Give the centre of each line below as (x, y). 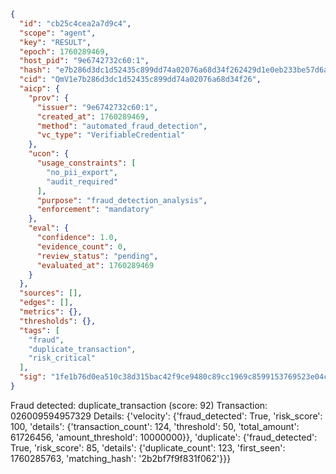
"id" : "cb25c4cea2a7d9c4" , (75, 23)
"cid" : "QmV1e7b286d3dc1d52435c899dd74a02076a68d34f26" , (140, 80)
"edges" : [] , (46, 303)
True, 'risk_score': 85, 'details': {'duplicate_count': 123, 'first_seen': (148, 447)
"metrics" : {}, (51, 312)
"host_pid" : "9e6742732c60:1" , (84, 61)
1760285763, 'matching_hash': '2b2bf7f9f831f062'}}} (121, 458)
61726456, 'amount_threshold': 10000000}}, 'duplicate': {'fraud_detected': (164, 437)
